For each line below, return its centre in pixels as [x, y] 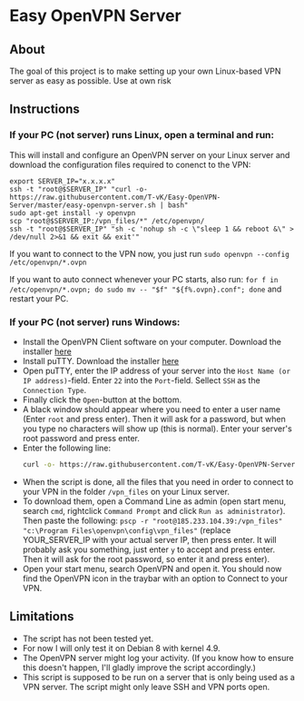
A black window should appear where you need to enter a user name [152, 409]
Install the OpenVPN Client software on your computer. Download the [152, 341]
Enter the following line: [67, 448]
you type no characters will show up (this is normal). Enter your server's [157, 429]
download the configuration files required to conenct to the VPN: [130, 164]
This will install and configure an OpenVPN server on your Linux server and [150, 154]
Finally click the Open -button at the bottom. [102, 400]
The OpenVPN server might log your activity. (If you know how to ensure [158, 657]
